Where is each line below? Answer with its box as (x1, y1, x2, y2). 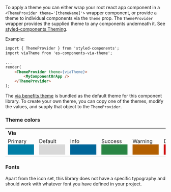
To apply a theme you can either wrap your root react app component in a (5, 5, 160, 10)
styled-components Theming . (5, 26, 68, 32)
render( (5, 64, 22, 69)
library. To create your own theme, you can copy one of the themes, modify (5, 98, 164, 104)
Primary (8, 138, 27, 145)
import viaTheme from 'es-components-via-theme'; (5, 51, 113, 56)
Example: (5, 36, 25, 42)
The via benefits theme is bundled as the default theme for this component (5, 93, 162, 99)
